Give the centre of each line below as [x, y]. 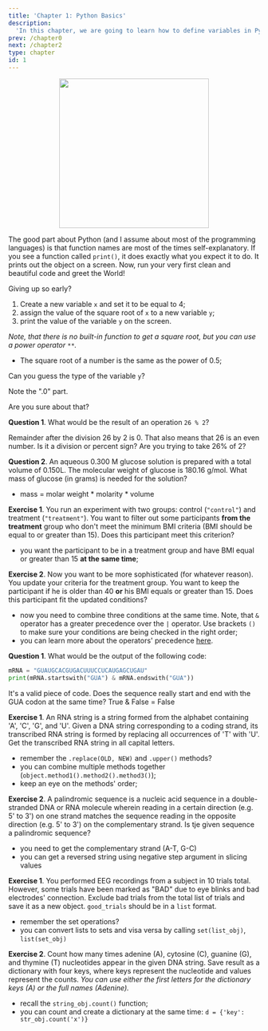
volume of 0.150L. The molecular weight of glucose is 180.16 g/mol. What [128, 470]
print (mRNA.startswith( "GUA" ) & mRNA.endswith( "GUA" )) [101, 678]
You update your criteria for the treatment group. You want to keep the [124, 582]
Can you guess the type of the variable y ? [77, 376]
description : [30, 23]
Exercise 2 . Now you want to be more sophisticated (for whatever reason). [131, 574]
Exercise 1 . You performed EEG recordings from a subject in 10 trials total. [130, 880]
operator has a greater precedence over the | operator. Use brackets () [138, 624]
